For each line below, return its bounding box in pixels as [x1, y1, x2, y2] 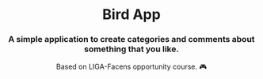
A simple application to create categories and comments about [8, 34, 255, 45]
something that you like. [84, 43, 179, 55]
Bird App [102, 6, 161, 24]
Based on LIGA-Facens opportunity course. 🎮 [55, 62, 207, 72]
